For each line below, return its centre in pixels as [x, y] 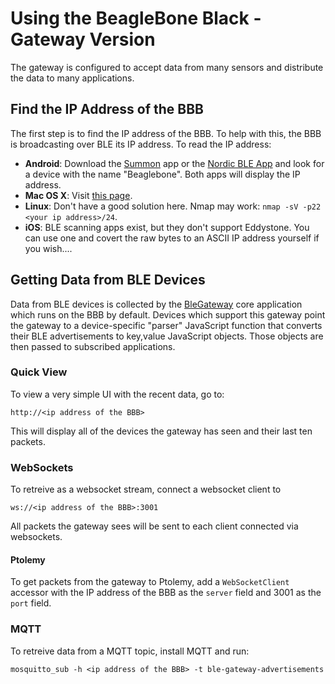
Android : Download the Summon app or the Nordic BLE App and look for [174, 163]
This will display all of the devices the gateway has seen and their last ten [161, 431]
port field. [31, 603]
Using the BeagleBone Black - [136, 18]
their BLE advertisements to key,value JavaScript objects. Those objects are [167, 336]
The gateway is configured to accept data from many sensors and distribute [167, 67]
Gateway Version [83, 39]
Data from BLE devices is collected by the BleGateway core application [156, 304]
